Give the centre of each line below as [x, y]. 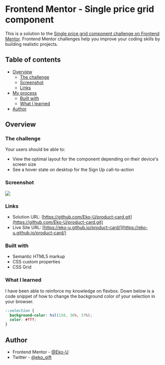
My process [25, 93]
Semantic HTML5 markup [39, 256]
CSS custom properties [36, 262]
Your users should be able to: [35, 149]
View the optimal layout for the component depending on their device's [85, 159]
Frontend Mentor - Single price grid [80, 9]
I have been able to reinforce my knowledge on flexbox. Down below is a [80, 291]
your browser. [19, 301]
